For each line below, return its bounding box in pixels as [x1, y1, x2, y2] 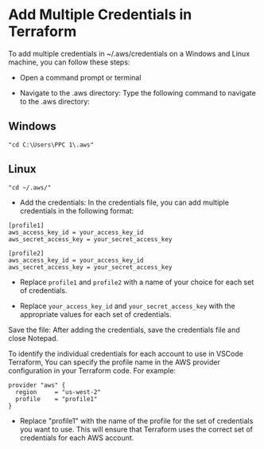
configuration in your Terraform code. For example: [8, 365, 177, 375]
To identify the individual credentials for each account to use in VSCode [8, 349, 244, 358]
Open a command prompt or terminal [19, 72, 142, 82]
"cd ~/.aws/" [8, 183, 52, 192]
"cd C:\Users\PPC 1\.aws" [8, 141, 94, 149]
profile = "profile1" [15, 395, 98, 403]
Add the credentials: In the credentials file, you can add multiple [19, 197, 229, 207]
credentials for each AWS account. [19, 432, 134, 443]
